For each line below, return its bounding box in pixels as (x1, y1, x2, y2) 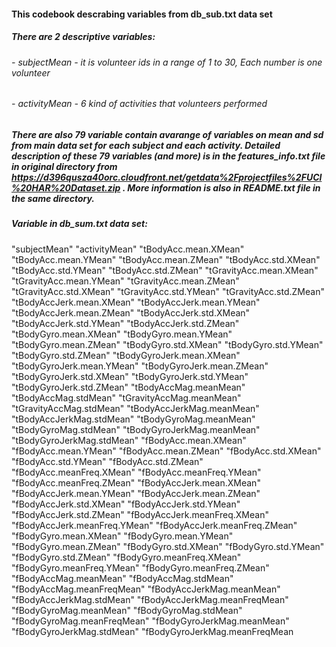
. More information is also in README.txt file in (122, 181, 321, 194)
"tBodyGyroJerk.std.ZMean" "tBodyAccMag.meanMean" (11, 381, 246, 393)
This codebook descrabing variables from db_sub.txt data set (11, 8, 273, 20)
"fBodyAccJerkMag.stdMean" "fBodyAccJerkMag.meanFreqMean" (11, 593, 289, 605)
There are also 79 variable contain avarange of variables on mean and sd (11, 128, 324, 140)
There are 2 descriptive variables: (11, 31, 156, 43)
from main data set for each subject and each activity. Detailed (11, 139, 281, 151)
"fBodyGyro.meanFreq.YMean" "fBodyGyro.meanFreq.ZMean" (11, 561, 270, 574)
